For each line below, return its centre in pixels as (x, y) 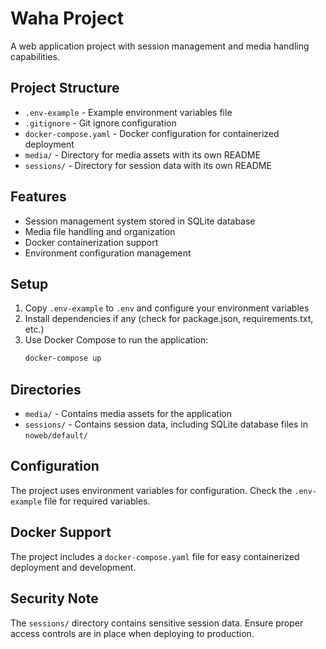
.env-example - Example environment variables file (128, 112)
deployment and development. (73, 567)
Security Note (54, 598)
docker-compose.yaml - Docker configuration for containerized (152, 133)
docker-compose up (63, 358)
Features (38, 197)
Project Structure (65, 88)
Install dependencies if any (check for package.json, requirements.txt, (169, 319)
